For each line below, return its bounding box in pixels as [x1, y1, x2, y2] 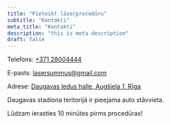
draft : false [7, 36, 45, 43]
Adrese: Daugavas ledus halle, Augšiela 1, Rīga [7, 82, 141, 91]
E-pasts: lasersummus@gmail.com [7, 69, 107, 77]
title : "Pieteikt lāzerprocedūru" [7, 10, 108, 17]
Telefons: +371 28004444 [7, 55, 82, 63]
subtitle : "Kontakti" [7, 17, 70, 24]
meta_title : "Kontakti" [7, 23, 76, 30]
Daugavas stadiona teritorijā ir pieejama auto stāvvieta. [7, 95, 165, 104]
